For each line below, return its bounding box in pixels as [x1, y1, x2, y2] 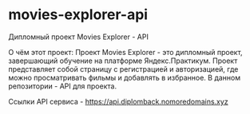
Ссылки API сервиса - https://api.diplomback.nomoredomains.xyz [8, 96, 229, 106]
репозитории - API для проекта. [8, 81, 117, 91]
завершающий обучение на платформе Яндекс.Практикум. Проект [8, 56, 238, 65]
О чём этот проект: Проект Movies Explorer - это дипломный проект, [8, 47, 243, 57]
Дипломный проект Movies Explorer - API [8, 32, 149, 41]
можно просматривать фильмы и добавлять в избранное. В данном [8, 73, 241, 82]
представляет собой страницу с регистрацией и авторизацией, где [8, 64, 239, 73]
